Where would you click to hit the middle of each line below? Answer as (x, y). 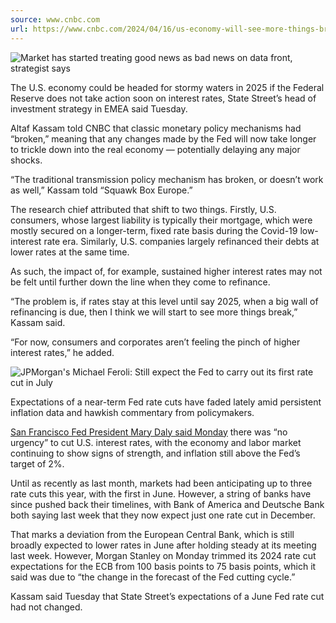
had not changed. (46, 607)
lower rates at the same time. (70, 252)
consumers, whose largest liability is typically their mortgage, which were (161, 220)
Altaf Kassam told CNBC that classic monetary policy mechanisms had (156, 128)
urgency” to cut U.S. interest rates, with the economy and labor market (156, 442)
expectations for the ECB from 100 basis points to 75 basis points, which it (163, 566)
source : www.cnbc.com (55, 19)
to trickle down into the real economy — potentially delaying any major (155, 149)
